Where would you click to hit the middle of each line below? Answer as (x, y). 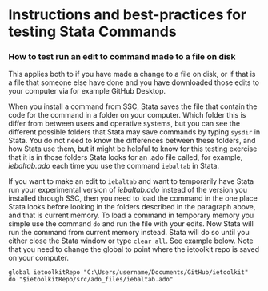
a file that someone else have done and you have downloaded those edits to (134, 82)
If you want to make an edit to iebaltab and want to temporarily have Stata (131, 181)
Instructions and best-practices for (127, 15)
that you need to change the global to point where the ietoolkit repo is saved (134, 249)
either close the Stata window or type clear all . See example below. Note (131, 241)
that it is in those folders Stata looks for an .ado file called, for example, (126, 157)
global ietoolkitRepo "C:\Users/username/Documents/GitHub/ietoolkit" (128, 273)
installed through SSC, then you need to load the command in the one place (133, 198)
